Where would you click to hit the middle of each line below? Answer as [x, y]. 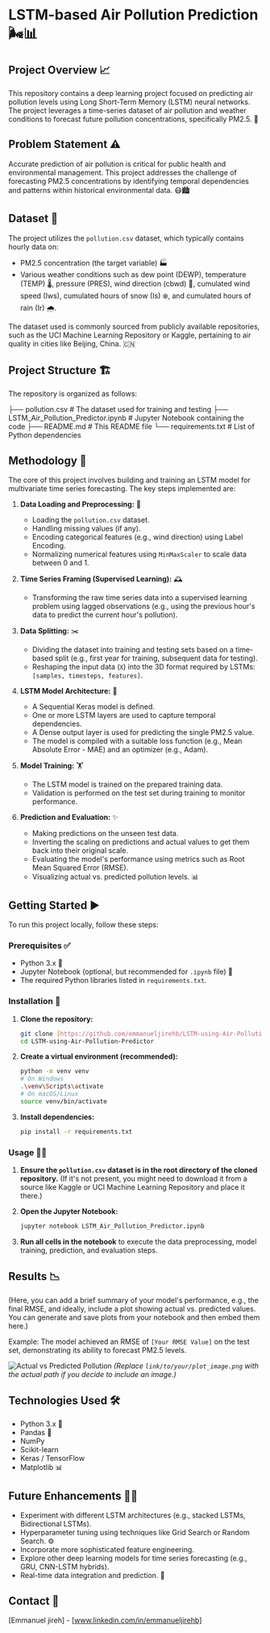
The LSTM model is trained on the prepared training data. [127, 784]
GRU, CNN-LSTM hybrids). [64, 1567]
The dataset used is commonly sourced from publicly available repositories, [134, 326]
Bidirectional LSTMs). [56, 1524]
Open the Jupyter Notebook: [69, 1211]
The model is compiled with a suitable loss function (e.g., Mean [137, 741]
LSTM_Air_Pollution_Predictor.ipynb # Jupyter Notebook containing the [126, 418]
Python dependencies [45, 435]
